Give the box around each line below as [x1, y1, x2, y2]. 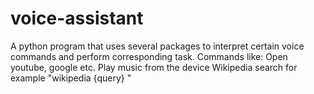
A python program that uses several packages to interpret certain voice [10, 40, 305, 52]
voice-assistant [10, 7, 144, 30]
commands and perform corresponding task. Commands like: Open [10, 50, 288, 62]
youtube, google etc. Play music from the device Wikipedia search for [10, 61, 298, 73]
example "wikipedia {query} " [10, 72, 132, 84]
